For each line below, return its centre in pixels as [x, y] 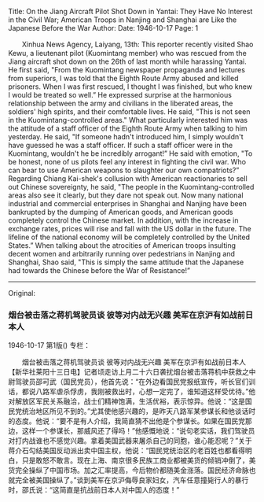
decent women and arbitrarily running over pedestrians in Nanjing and [122, 254]
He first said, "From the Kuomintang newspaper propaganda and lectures [127, 70]
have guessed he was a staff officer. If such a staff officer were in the [121, 145]
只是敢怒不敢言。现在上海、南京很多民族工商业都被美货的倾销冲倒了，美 [139, 460]
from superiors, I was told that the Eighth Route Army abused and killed [123, 78]
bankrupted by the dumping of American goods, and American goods [121, 212]
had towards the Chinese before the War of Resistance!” [99, 270]
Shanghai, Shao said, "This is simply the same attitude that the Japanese [126, 262]
